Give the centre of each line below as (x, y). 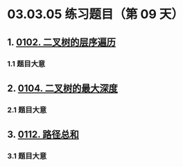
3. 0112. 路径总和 (43, 135)
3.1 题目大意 (27, 156)
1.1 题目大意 (26, 63)
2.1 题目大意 (27, 110)
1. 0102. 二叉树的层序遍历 (62, 42)
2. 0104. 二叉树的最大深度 (62, 88)
